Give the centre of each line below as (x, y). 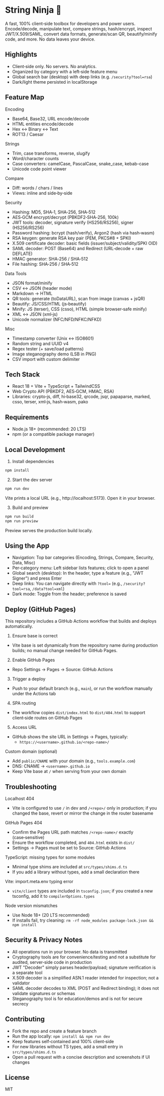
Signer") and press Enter (37, 578)
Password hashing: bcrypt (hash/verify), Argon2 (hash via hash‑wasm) (83, 233)
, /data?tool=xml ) (47, 589)
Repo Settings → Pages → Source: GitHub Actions (62, 670)
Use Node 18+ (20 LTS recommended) (51, 915)
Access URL (24, 727)
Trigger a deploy (29, 679)
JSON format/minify (32, 283)
